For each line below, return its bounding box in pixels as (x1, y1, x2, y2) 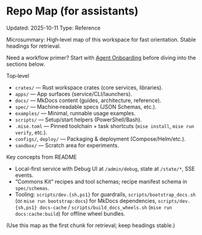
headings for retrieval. (6, 42, 62, 50)
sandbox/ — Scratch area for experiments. (14, 141, 119, 149)
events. (14, 171, 34, 179)
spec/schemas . (14, 184, 49, 192)
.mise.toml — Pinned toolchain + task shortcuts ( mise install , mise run (14, 122, 195, 129)
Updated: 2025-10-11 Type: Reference (6, 24, 101, 31)
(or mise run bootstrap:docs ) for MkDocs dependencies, (14, 197, 157, 204)
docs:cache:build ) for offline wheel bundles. (14, 210, 125, 217)
